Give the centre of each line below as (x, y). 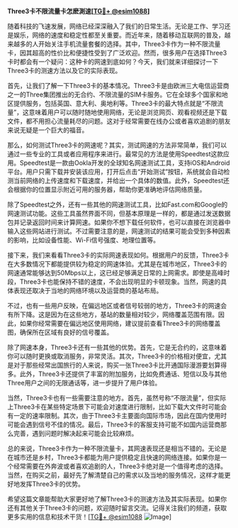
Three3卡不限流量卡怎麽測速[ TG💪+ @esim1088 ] (79, 11)
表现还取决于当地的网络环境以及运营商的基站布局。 (88, 291)
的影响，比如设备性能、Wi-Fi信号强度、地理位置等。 (84, 240)
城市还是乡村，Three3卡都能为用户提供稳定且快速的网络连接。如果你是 (117, 457)
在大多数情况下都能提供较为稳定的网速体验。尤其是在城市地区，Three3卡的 (117, 264)
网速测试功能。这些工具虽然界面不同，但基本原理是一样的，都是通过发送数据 (119, 213)
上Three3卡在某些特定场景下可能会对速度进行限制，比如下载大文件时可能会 (117, 407)
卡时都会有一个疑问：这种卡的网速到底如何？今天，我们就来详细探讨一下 (113, 62)
